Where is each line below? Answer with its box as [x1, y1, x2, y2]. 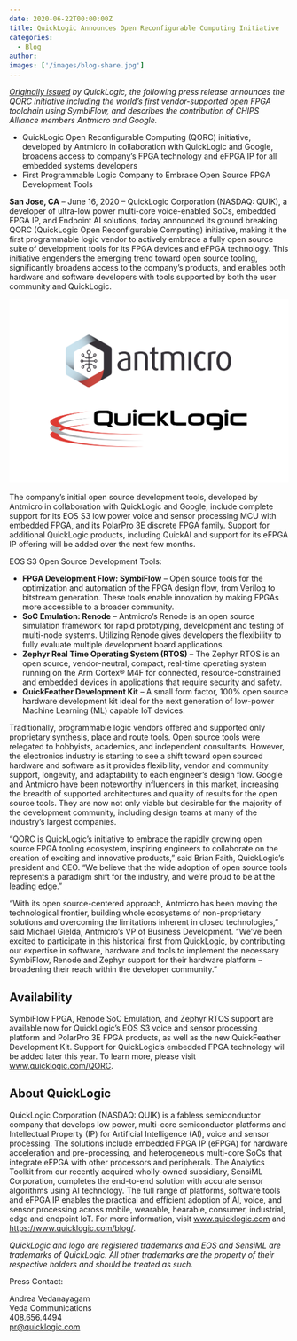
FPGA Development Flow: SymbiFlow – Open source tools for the [21, 573, 263, 584]
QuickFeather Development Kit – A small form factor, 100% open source [21, 686, 289, 697]
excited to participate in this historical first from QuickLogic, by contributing [9, 936, 285, 946]
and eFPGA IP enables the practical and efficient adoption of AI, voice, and [9, 1194, 282, 1205]
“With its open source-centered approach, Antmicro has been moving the [9, 898, 277, 909]
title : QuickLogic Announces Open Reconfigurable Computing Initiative [9, 23, 279, 33]
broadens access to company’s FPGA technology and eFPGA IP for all [21, 151, 277, 161]
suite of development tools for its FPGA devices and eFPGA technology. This [9, 244, 289, 254]
